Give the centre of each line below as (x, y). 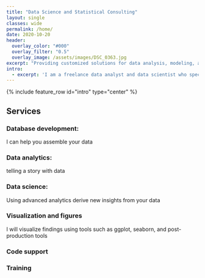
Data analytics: (29, 158)
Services (24, 111)
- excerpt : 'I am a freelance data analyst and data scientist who (99, 75)
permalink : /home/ (30, 29)
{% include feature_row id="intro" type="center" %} (72, 92)
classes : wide (24, 23)
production (20, 235)
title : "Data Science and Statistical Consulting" (72, 12)
